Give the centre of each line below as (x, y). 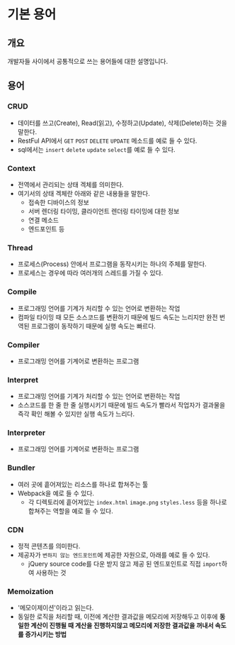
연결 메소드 (43, 220)
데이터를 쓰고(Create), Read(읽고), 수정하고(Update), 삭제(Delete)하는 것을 (122, 123)
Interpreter (27, 433)
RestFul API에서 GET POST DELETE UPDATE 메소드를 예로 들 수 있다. (107, 140)
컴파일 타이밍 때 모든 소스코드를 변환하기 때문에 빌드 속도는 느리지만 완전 (117, 317)
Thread (20, 248)
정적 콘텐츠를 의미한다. (49, 546)
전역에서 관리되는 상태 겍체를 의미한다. (70, 184)
